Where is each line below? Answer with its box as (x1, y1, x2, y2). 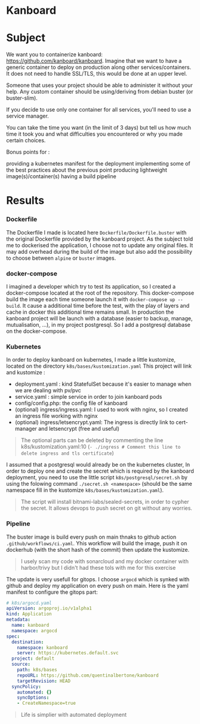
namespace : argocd (11, 627, 58, 633)
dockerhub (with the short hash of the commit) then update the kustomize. (6, 546, 190, 553)
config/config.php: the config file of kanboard (14, 399, 128, 407)
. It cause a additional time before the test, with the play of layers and (19, 302, 190, 309)
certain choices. (6, 137, 46, 144)
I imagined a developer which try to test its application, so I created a (6, 283, 176, 290)
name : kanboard (11, 622, 50, 628)
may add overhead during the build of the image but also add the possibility (6, 248, 193, 255)
